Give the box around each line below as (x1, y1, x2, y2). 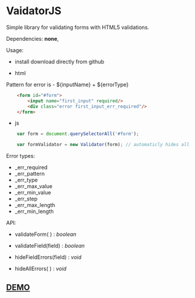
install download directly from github (14, 58, 105, 65)
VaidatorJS (6, 4, 62, 18)
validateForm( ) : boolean (14, 231, 76, 238)
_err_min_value (14, 189, 52, 196)
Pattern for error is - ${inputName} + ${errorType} (6, 81, 129, 88)
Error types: (6, 153, 36, 160)
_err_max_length (14, 202, 55, 209)
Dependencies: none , (6, 35, 59, 42)
